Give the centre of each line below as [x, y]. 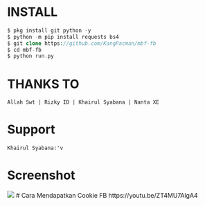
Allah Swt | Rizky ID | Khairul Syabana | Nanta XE [83, 102]
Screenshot [41, 175]
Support [31, 130]
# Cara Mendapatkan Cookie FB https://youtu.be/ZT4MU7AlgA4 [107, 196]
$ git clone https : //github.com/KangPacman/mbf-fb [82, 43]
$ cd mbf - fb [24, 50]
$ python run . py [30, 56]
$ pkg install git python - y [49, 30]
